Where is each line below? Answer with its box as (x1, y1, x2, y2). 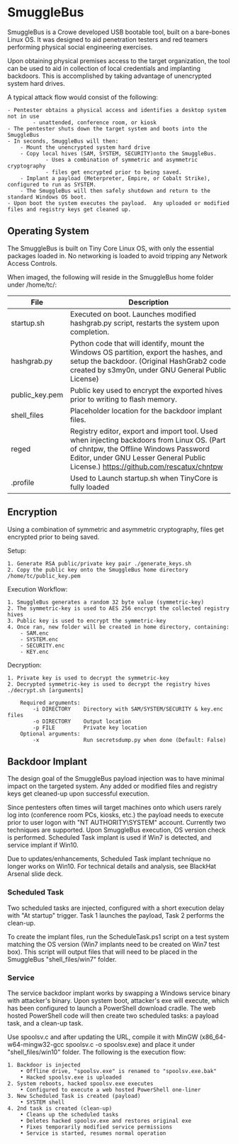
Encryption (7, 506, 58, 518)
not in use (7, 113, 40, 120)
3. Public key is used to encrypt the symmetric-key (7, 617, 166, 624)
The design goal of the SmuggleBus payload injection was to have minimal (7, 774, 225, 783)
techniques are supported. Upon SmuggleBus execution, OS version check (7, 826, 226, 834)
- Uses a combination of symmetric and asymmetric (45, 156, 198, 163)
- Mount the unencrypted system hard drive (20, 143, 151, 151)
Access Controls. (7, 259, 58, 267)
